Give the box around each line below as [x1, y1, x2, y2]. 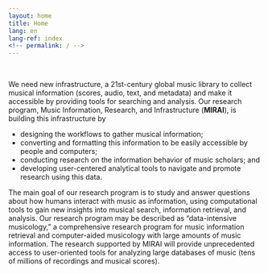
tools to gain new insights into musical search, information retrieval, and [8, 205, 247, 214]
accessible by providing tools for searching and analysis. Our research [8, 97, 242, 106]
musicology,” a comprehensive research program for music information [8, 222, 245, 232]
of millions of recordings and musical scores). [8, 256, 160, 266]
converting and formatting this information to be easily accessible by [19, 138, 248, 147]
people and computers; [19, 147, 98, 156]
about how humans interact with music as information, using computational [8, 197, 258, 206]
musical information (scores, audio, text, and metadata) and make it [8, 88, 233, 98]
